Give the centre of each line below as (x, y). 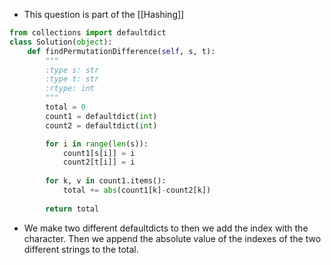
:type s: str (72, 70)
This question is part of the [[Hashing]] (104, 14)
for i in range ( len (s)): (97, 144)
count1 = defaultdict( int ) (101, 116)
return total (72, 209)
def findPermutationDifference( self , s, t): (121, 51)
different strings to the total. (81, 249)
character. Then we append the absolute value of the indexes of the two (172, 238)
